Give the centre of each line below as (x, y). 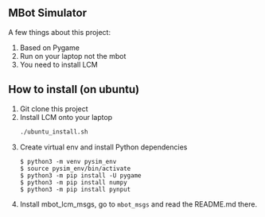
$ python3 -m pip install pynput (75, 189)
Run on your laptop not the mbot (73, 56)
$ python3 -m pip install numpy (73, 182)
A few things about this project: (60, 32)
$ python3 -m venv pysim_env (68, 161)
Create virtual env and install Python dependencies (103, 147)
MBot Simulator (48, 13)
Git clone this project (54, 108)
